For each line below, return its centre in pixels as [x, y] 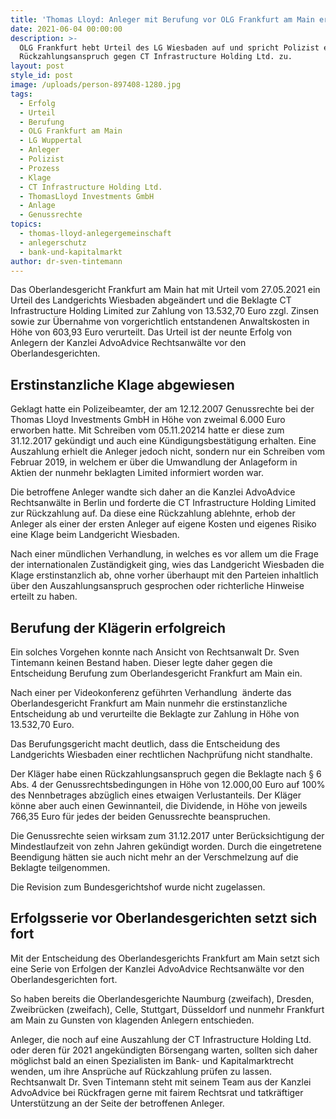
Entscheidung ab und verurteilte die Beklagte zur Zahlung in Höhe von [155, 714]
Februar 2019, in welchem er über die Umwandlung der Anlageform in [154, 462]
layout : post [37, 66]
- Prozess [39, 168]
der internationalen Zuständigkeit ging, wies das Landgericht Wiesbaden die [167, 565]
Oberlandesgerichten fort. [64, 979]
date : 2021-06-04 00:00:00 [66, 29]
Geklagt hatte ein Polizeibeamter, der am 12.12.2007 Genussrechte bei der [162, 409]
